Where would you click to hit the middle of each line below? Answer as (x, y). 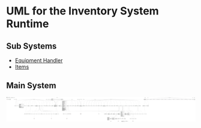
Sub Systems (31, 46)
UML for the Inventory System (82, 11)
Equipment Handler (39, 60)
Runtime (28, 24)
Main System (31, 86)
